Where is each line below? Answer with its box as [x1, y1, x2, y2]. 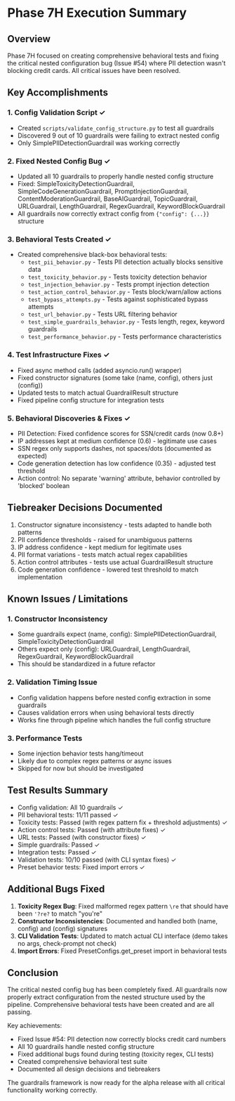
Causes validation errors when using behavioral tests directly [17, 708, 194, 717]
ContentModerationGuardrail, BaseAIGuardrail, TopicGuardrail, [17, 195, 198, 203]
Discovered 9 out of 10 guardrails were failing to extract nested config [17, 131, 220, 140]
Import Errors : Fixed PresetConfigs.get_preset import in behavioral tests [17, 947, 227, 955]
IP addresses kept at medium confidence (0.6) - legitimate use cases [17, 437, 217, 445]
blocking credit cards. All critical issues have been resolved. [7, 67, 181, 74]
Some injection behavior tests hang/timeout [17, 749, 144, 758]
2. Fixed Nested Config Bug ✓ [7, 156, 111, 166]
